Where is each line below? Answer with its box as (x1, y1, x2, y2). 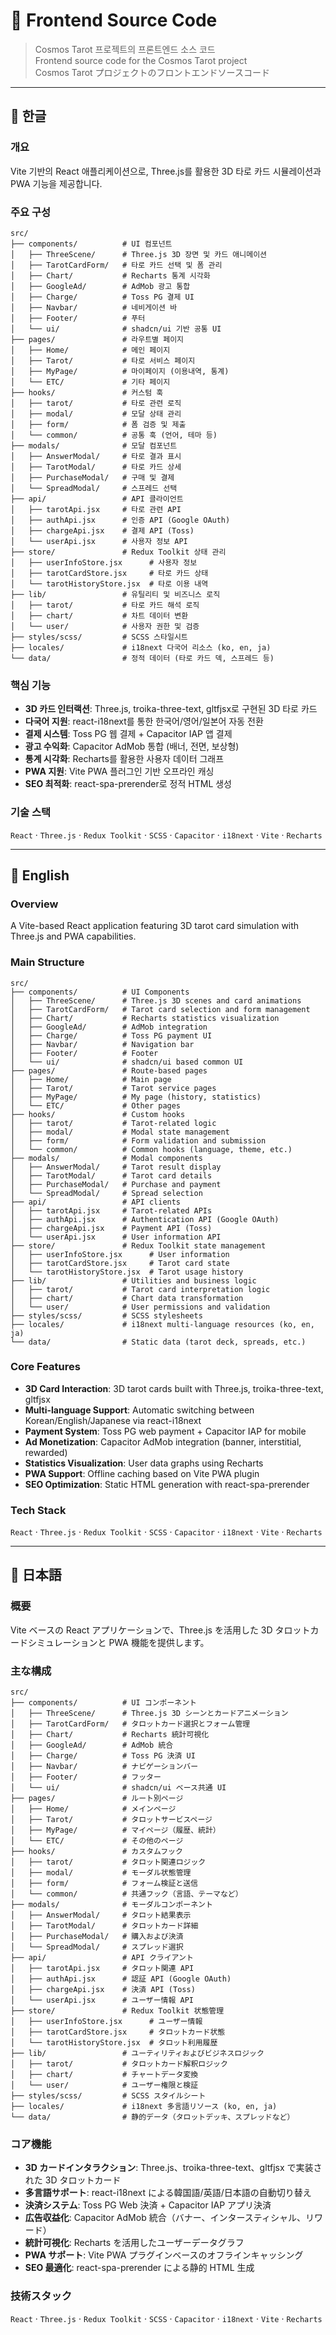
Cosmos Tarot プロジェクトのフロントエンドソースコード (34, 66, 270, 78)
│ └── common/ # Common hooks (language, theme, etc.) (10, 1144, 293, 1154)
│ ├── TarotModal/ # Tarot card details (10, 1170, 213, 1181)
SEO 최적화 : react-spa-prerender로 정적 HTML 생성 (24, 778, 232, 790)
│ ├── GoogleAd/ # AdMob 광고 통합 (10, 281, 191, 291)
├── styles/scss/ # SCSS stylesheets (10, 1310, 203, 1321)
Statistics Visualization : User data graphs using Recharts (24, 1457, 264, 1469)
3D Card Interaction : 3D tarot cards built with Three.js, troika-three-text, (24, 1382, 324, 1394)
